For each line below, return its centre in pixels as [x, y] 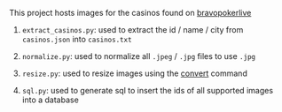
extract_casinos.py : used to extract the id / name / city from [133, 30]
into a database [51, 100]
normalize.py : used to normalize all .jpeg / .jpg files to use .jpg [138, 56]
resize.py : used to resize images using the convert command [135, 73]
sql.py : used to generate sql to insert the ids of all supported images [147, 90]
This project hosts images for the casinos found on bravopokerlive [130, 13]
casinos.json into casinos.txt [77, 39]
